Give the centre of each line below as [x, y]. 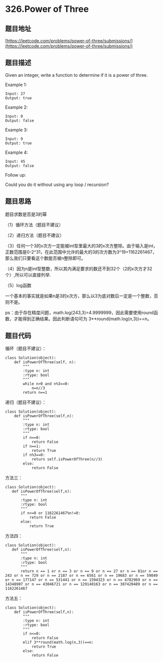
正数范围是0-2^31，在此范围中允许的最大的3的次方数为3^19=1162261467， [81, 252]
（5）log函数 [18, 285]
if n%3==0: [34, 455]
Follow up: [16, 175]
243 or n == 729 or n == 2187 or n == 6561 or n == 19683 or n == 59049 [81, 576]
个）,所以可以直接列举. [28, 275]
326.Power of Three [47, 9]
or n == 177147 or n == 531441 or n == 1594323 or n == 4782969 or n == [81, 580]
